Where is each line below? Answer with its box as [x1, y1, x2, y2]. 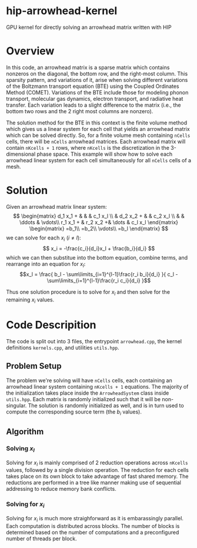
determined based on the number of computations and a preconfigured [6, 529, 179, 536]
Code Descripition [6, 319, 96, 332]
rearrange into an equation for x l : [6, 260, 86, 269]
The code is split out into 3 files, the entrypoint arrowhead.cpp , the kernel [6, 337, 182, 344]
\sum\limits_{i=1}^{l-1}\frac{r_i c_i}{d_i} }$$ [46, 277, 151, 284]
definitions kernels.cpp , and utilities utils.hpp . [6, 344, 119, 351]
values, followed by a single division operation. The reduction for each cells [6, 467, 189, 474]
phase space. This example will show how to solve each [36, 150, 173, 157]
